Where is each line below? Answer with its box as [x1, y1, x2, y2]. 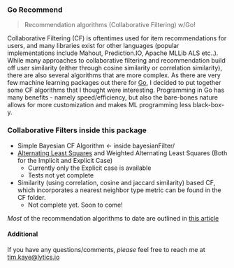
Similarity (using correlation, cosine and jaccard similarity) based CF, [17, 178, 216, 187]
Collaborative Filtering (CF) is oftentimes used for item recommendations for [7, 34, 227, 42]
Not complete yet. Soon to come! [27, 200, 124, 209]
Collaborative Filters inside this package [7, 125, 147, 135]
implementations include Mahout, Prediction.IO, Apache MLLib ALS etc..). [7, 49, 219, 57]
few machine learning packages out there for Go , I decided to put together [7, 79, 221, 87]
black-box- [192, 101, 225, 109]
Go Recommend [7, 5, 63, 15]
